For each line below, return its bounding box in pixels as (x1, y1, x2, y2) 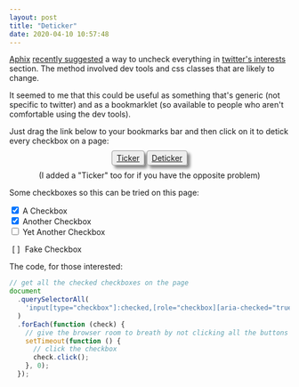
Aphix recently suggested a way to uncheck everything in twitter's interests (9, 54, 287, 65)
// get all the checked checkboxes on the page (9, 278, 190, 287)
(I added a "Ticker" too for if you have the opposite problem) (38, 170, 261, 181)
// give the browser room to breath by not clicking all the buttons (25, 328, 289, 337)
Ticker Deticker (116, 153, 183, 164)
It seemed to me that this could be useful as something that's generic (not (9, 90, 280, 101)
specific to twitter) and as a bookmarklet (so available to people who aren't (9, 100, 284, 110)
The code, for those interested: (9, 262, 123, 272)
